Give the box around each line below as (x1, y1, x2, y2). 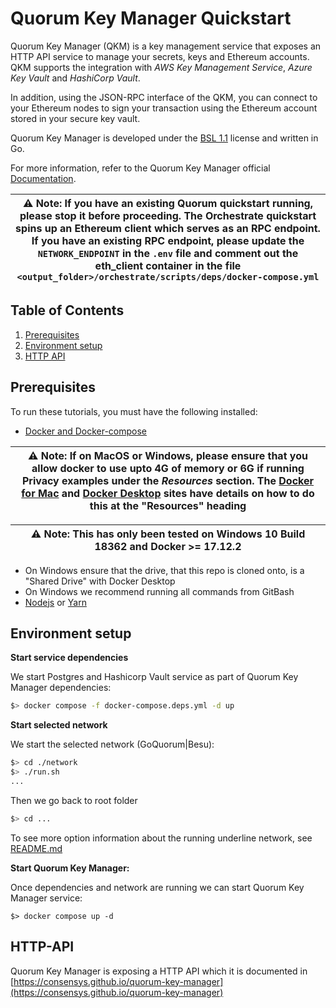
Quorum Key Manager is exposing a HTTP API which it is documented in (10, 965, 308, 977)
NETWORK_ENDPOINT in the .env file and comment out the (37, 246, 299, 260)
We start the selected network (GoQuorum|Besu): (10, 738, 215, 751)
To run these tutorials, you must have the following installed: (10, 405, 258, 417)
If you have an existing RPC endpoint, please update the (31, 233, 305, 247)
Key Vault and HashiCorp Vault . (10, 72, 141, 84)
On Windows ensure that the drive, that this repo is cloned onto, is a (24, 564, 305, 576)
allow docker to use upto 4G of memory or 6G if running (31, 461, 305, 475)
